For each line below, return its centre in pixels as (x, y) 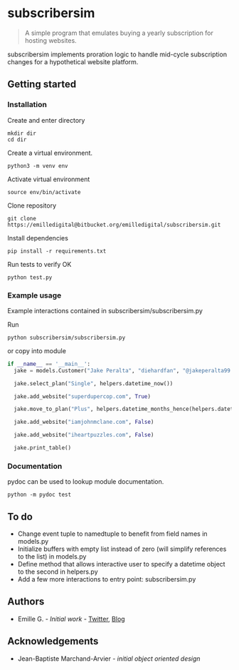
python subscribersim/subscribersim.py (67, 337)
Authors (26, 602)
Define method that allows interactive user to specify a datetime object (121, 564)
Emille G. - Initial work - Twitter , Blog (71, 619)
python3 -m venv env (38, 166)
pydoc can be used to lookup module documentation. (86, 482)
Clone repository (32, 205)
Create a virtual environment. (50, 153)
